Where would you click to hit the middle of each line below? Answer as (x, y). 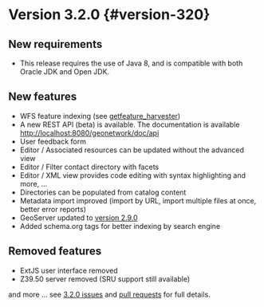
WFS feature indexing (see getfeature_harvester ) (100, 116)
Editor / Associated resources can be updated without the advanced (132, 150)
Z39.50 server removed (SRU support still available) (105, 279)
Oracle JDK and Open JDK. (65, 72)
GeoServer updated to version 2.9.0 (79, 218)
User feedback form (53, 141)
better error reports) (53, 209)
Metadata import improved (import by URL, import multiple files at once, (138, 200)
